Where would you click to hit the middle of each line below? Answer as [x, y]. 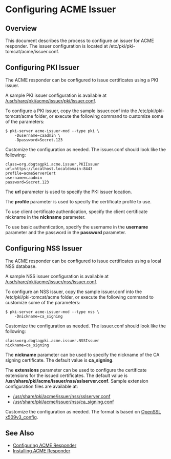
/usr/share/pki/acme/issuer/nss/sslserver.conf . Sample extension [77, 381]
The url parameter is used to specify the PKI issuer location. [69, 192]
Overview [21, 28]
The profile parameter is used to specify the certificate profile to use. [79, 201]
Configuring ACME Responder [45, 445]
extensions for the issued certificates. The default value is [67, 375]
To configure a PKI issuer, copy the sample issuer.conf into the [71, 111]
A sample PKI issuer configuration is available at [56, 95]
